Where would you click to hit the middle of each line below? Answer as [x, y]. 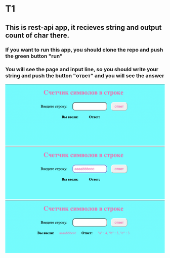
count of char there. [37, 35]
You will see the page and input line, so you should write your [82, 70]
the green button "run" [34, 56]
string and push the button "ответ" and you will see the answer [85, 76]
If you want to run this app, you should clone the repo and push [84, 49]
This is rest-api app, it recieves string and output [83, 28]
